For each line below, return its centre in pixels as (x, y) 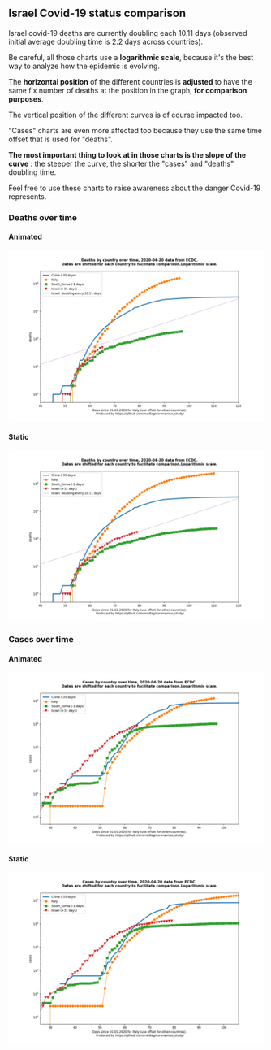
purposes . (26, 99)
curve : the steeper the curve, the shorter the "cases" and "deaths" (121, 163)
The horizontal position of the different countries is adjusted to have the (131, 81)
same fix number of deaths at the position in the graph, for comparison (128, 90)
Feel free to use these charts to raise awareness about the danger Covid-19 (135, 188)
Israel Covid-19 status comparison (97, 13)
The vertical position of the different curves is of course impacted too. (126, 115)
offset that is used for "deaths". (61, 139)
